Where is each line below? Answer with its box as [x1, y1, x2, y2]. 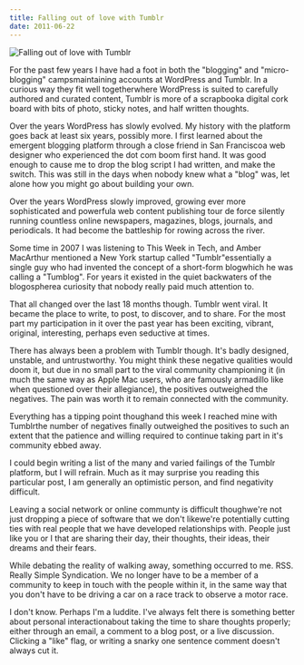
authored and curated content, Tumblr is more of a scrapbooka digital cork [9, 93, 289, 104]
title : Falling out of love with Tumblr [9, 13, 165, 23]
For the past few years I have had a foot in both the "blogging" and [9, 64, 259, 75]
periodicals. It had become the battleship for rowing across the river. [9, 224, 266, 236]
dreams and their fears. [9, 542, 97, 553]
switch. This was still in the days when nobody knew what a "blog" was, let [9, 169, 290, 180]
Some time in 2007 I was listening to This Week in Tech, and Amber [9, 242, 261, 253]
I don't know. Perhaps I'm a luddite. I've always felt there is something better [9, 606, 296, 617]
